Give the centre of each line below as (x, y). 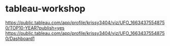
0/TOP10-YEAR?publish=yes (35, 27)
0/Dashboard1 (20, 38)
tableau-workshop (45, 9)
